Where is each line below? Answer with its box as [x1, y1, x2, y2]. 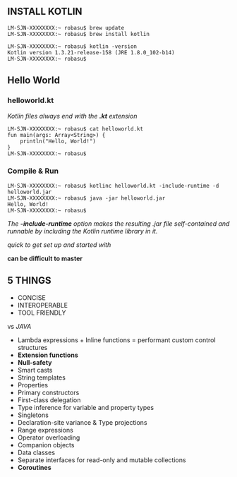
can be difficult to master [7, 254, 83, 262]
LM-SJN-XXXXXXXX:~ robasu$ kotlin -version [7, 42, 138, 50]
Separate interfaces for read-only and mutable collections [17, 455, 186, 464]
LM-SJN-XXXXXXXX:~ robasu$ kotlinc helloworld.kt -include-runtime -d [7, 182, 219, 189]
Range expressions [17, 425, 74, 434]
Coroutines [17, 463, 51, 471]
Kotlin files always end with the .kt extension [7, 111, 138, 120]
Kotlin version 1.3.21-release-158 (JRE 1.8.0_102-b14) [7, 49, 175, 56]
